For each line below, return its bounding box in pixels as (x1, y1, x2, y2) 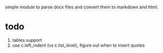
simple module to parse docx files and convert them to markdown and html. (5, 4, 159, 10)
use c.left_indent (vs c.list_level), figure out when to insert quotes (12, 42, 145, 48)
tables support (12, 37, 42, 43)
